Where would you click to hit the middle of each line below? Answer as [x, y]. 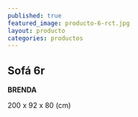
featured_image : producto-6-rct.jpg [69, 23]
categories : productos [45, 38]
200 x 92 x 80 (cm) [39, 106]
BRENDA [22, 90]
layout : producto [37, 30]
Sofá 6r [26, 70]
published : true [34, 16]
